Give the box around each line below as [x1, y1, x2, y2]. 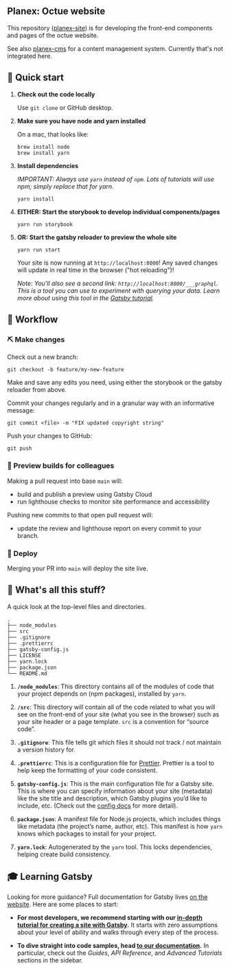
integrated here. [7, 52, 53, 60]
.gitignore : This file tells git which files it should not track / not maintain [16, 738, 222, 746]
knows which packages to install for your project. [16, 829, 157, 838]
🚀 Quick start [7, 72, 64, 83]
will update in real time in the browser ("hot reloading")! [16, 265, 174, 274]
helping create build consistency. [16, 850, 111, 858]
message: [7, 406, 35, 415]
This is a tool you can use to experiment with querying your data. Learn [16, 286, 220, 295]
